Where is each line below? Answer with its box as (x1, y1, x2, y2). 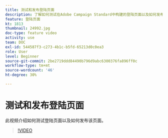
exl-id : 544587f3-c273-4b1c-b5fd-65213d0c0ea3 (5, 44, 104, 49)
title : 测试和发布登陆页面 (5, 7, 55, 12)
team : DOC (5, 40, 26, 45)
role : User (5, 49, 28, 54)
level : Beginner (5, 53, 39, 59)
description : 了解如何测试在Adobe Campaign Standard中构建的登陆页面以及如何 (5, 12, 156, 17)
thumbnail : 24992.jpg (5, 26, 50, 31)
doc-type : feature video (5, 30, 57, 35)
